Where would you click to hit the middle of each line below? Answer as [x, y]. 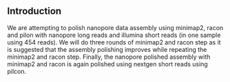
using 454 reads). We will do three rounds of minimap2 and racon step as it [114, 42]
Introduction [34, 11]
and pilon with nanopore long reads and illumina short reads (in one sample [114, 35]
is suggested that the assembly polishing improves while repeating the [107, 49]
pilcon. [17, 71]
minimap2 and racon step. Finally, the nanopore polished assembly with [109, 57]
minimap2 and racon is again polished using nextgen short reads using [107, 64]
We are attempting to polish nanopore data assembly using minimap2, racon [115, 27]
